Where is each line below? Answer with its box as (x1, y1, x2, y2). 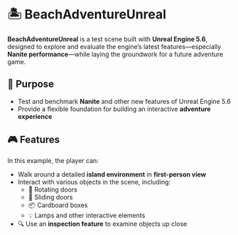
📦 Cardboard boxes (28, 201, 88, 209)
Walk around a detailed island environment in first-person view (17, 169, 207, 179)
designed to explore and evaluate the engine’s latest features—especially (7, 42, 222, 51)
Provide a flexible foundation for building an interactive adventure (17, 105, 211, 113)
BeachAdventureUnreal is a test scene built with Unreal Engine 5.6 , (7, 34, 208, 43)
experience (17, 112, 53, 120)
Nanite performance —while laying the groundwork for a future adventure (7, 50, 224, 58)
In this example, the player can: (7, 156, 99, 164)
